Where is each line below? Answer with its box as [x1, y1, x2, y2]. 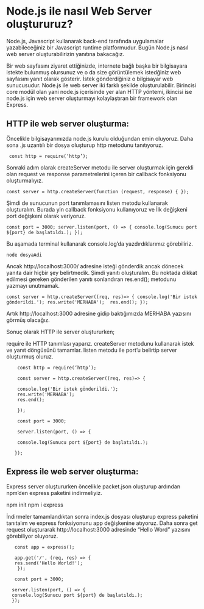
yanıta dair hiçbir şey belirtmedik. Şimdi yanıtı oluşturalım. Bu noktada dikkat [6, 269, 197, 276]
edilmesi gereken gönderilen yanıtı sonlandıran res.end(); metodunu [6, 276, 177, 283]
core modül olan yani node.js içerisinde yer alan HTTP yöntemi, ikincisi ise [6, 88, 192, 95]
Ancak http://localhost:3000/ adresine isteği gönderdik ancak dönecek [6, 262, 184, 269]
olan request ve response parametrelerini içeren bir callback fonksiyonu [6, 170, 187, 177]
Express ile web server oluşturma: [6, 466, 139, 477]
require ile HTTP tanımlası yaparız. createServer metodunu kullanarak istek [6, 340, 194, 347]
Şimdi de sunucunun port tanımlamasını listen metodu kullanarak [6, 199, 169, 207]
